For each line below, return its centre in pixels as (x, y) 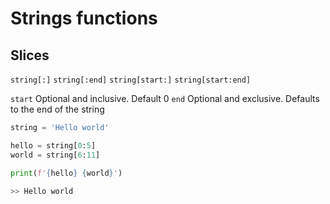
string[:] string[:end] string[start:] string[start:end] (131, 80)
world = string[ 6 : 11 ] (55, 155)
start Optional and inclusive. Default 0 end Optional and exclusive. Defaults (165, 98)
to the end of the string (57, 109)
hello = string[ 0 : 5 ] (53, 145)
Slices (30, 55)
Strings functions (84, 18)
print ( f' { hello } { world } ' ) (66, 173)
